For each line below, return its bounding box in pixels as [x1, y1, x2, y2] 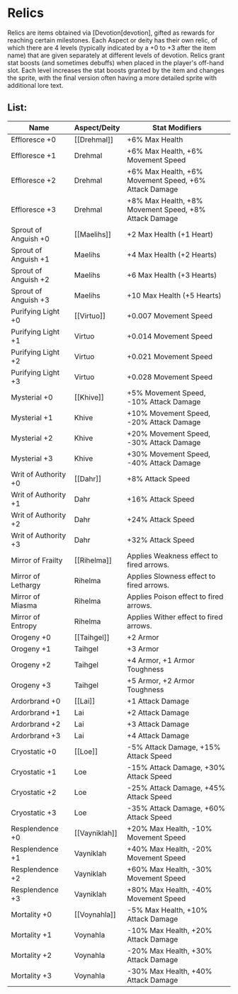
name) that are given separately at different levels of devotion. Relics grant [7, 51, 225, 60]
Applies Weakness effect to [127, 550, 218, 560]
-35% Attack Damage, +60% [127, 803, 225, 813]
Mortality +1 [11, 930, 52, 939]
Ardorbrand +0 [11, 696, 61, 706]
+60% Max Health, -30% [127, 864, 212, 874]
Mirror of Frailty [11, 555, 63, 565]
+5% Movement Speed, [127, 388, 206, 397]
